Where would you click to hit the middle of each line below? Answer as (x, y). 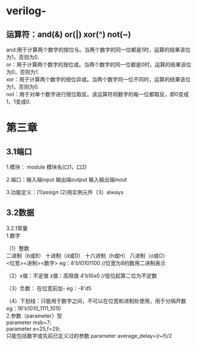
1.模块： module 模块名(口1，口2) (47, 167)
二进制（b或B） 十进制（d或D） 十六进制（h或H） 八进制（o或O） (87, 255)
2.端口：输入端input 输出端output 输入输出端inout (67, 180)
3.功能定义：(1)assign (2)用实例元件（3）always (65, 192)
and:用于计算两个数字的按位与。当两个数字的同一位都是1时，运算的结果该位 (99, 50)
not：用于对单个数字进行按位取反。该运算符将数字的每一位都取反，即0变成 (98, 94)
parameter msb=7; (29, 322)
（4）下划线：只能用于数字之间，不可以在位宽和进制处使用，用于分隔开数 (96, 300)
